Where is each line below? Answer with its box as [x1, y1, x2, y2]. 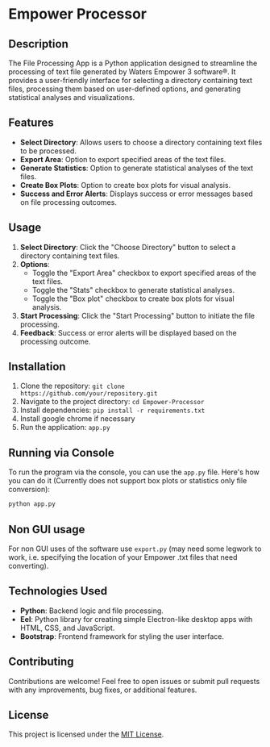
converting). [8, 561, 49, 570]
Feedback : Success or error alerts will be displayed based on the [19, 328, 237, 337]
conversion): [8, 485, 51, 495]
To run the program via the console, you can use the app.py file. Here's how [8, 467, 260, 477]
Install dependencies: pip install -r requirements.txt [19, 405, 206, 415]
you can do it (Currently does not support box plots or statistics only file [8, 476, 247, 486]
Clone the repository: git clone [19, 381, 125, 391]
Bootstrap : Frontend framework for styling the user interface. [19, 631, 224, 641]
